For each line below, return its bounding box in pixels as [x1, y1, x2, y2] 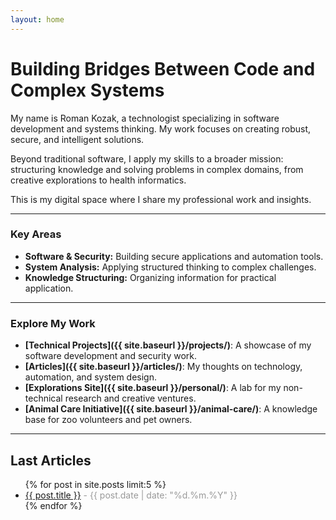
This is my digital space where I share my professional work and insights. [10, 193, 312, 205]
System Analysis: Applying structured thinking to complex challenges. [24, 261, 317, 273]
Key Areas [10, 227, 62, 241]
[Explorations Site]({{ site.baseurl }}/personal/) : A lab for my [24, 382, 282, 394]
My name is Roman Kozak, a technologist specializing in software [10, 112, 280, 124]
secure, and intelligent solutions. [10, 133, 145, 145]
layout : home [10, 14, 65, 25]
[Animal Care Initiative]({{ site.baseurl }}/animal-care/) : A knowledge [24, 403, 318, 415]
